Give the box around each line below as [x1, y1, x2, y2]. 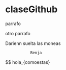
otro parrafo [5, 30, 30, 36]
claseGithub [5, 4, 58, 15]
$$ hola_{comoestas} [5, 59, 50, 65]
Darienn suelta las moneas [5, 40, 61, 46]
